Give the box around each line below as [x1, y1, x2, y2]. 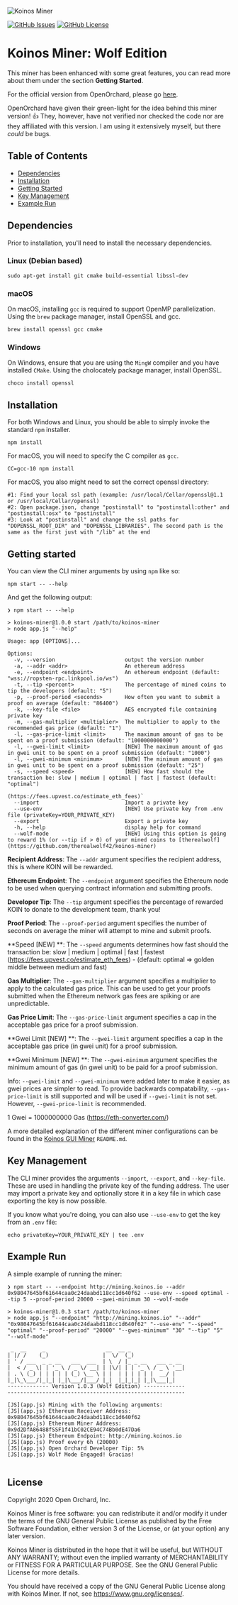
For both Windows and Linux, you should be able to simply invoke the [7, 418, 210, 426]
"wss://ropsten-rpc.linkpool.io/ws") [7, 675, 119, 683]
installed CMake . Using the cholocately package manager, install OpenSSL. [7, 366, 222, 375]
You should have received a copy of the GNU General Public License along [7, 1582, 225, 1590]
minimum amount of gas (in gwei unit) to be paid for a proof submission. [7, 1063, 218, 1071]
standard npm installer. [7, 426, 71, 434]
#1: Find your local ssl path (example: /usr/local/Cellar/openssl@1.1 [7, 492, 223, 499]
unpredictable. [7, 999, 50, 1008]
